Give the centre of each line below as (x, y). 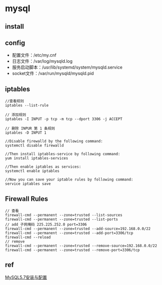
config (15, 43)
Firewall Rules (27, 199)
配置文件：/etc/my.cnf (34, 55)
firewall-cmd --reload (28, 237)
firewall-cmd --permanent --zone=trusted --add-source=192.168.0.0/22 (78, 229)
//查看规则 (15, 101)
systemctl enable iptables (32, 171)
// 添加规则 (16, 115)
